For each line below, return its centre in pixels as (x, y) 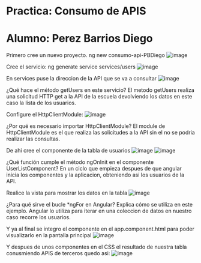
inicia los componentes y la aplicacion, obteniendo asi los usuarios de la (95, 175)
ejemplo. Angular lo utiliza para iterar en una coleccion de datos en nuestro (99, 211)
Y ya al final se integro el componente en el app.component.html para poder (100, 229)
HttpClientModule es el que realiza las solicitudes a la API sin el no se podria (100, 133)
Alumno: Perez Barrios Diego (79, 39)
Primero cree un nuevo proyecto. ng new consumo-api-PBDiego (85, 55)
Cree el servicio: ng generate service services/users (71, 67)
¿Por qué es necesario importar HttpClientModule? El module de (86, 126)
